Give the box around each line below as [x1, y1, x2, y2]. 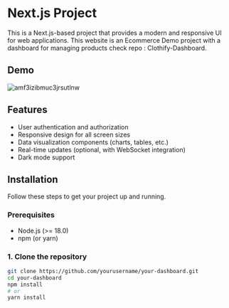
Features [7, 104, 48, 116]
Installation [7, 173, 58, 186]
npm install [7, 281, 43, 288]
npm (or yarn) [17, 233, 58, 243]
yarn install [7, 294, 46, 302]
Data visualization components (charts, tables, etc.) [17, 137, 169, 147]
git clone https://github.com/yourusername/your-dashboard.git [7, 267, 199, 275]
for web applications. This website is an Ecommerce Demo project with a [7, 36, 221, 44]
